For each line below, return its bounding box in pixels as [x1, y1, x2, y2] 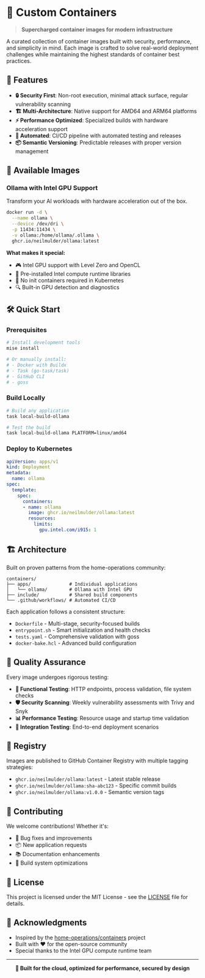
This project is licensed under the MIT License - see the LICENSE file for [6, 893, 188, 901]
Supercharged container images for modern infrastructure [21, 26, 173, 33]
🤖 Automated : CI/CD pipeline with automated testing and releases [15, 132, 182, 139]
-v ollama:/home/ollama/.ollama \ [12, 232, 99, 238]
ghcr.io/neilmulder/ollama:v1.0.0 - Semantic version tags [15, 789, 165, 796]
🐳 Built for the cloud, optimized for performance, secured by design [15, 965, 190, 972]
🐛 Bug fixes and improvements [15, 835, 93, 842]
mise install [6, 346, 40, 352]
